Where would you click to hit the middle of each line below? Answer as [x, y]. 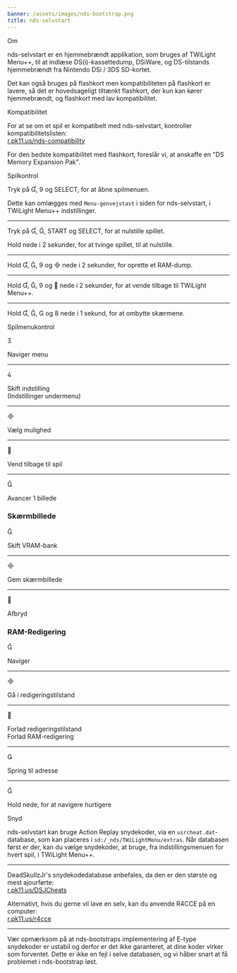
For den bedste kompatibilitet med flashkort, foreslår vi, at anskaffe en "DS [116, 154]
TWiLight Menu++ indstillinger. [52, 210]
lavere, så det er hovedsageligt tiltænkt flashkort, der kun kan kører [105, 91]
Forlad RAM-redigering [41, 737]
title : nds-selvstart [39, 21]
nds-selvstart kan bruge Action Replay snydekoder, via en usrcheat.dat [111, 832]
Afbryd [18, 614]
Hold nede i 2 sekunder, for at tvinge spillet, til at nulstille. [91, 244]
